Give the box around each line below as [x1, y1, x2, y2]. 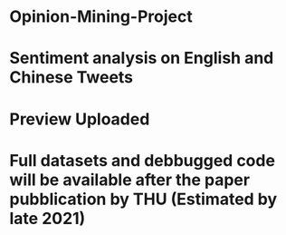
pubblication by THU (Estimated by [9, 189, 278, 210]
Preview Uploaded [9, 109, 150, 129]
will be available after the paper [9, 170, 251, 190]
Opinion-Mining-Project [9, 6, 193, 27]
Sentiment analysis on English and [9, 48, 274, 69]
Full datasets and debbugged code [9, 150, 276, 171]
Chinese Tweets [9, 67, 134, 88]
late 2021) [9, 208, 86, 229]
